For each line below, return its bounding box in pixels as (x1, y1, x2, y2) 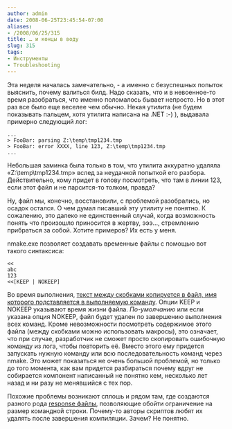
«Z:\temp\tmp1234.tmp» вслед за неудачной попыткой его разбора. (7, 168, 206, 176)
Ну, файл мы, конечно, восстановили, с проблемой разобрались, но (7, 197, 210, 205)
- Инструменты (7, 55, 48, 62)
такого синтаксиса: (7, 246, 64, 255)
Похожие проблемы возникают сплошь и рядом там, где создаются (7, 392, 210, 400)
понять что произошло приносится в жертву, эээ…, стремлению (7, 219, 199, 227)
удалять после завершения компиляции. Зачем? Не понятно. (7, 414, 189, 422)
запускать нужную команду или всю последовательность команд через (7, 349, 222, 357)
